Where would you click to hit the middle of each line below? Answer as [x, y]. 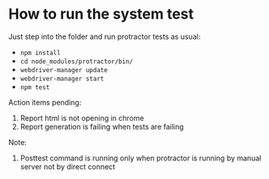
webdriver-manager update [64, 70]
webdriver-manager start [62, 79]
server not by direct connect [68, 166]
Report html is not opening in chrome [82, 117]
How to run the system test [101, 14]
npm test [35, 87]
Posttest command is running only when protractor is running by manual [141, 158]
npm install [40, 53]
